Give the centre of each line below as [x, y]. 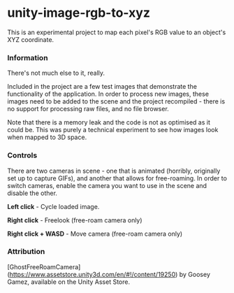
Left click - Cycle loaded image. [53, 206]
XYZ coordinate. [31, 39]
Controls [22, 155]
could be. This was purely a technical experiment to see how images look [113, 130]
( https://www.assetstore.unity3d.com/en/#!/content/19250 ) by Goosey [109, 274]
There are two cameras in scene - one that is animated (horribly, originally [114, 171]
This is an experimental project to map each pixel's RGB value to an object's [117, 32]
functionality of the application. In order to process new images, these [108, 94]
